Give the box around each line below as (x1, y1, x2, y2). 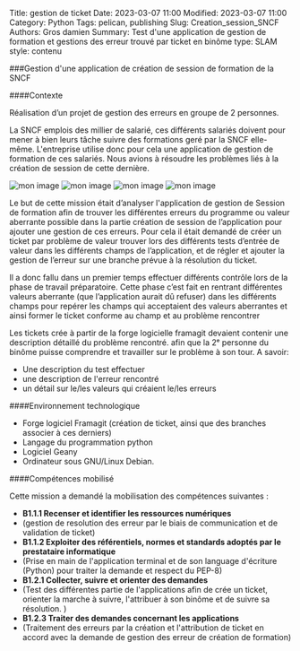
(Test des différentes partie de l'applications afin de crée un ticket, (21, 585, 269, 595)
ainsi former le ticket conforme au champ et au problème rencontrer (9, 310, 261, 321)
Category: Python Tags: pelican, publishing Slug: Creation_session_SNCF (9, 17, 279, 28)
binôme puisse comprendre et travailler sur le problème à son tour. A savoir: (9, 347, 289, 357)
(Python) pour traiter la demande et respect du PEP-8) (21, 565, 223, 576)
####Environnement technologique (9, 401, 141, 411)
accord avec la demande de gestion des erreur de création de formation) (21, 632, 292, 642)
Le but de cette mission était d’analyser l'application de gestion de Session (9, 197, 285, 208)
